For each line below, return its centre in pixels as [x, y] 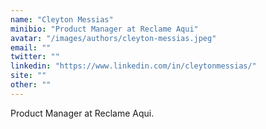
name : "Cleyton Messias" [62, 19]
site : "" [28, 76]
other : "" [31, 85]
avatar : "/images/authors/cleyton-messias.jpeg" [113, 38]
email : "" [31, 47]
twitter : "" [35, 57]
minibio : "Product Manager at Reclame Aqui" [104, 29]
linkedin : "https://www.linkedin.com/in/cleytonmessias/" [133, 66]
